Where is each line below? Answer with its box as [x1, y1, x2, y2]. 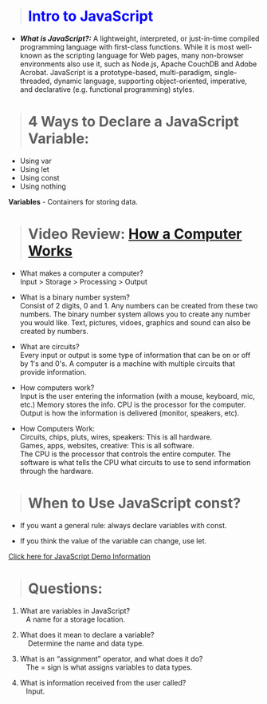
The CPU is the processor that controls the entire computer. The [19, 449, 231, 459]
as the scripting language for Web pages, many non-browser [43, 50, 245, 60]
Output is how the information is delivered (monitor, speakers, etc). [19, 408, 240, 418]
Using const [19, 173, 60, 182]
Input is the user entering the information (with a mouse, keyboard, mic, [19, 391, 255, 400]
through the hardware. [19, 466, 94, 475]
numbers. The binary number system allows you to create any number [19, 309, 251, 319]
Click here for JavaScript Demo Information [8, 551, 151, 561]
